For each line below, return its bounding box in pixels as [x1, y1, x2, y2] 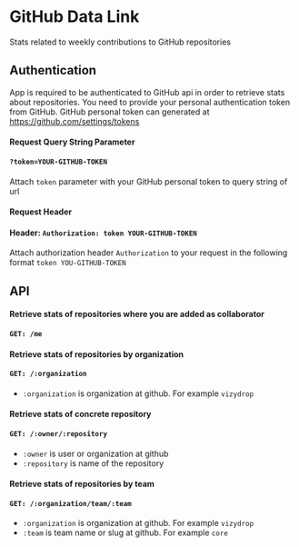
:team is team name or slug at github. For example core [22, 527, 229, 538]
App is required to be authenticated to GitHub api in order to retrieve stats [9, 86, 285, 97]
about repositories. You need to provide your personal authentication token [9, 96, 291, 107]
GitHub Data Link [9, 6, 140, 27]
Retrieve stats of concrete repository [9, 409, 152, 420]
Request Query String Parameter [9, 136, 135, 147]
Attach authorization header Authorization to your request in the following [9, 247, 288, 258]
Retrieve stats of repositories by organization [9, 348, 184, 360]
